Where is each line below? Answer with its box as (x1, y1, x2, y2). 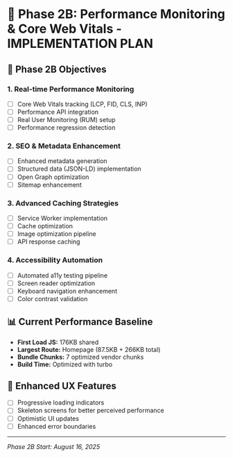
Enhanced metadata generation (17, 157, 107, 165)
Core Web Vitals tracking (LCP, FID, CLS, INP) (17, 100, 148, 108)
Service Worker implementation (17, 214, 108, 222)
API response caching (17, 237, 80, 246)
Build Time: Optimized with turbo (17, 360, 113, 368)
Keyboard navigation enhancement (17, 287, 118, 295)
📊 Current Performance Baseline (7, 316, 153, 328)
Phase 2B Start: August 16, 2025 (7, 442, 101, 450)
